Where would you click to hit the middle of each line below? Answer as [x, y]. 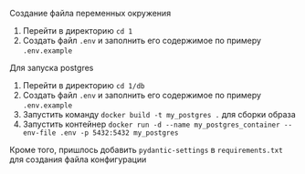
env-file [39, 133]
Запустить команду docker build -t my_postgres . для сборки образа [159, 114]
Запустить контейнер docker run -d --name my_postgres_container [151, 124]
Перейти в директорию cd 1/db [84, 85]
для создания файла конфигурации [78, 159]
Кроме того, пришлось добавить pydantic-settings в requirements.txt [146, 150]
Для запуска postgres [52, 68]
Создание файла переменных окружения [90, 13]
